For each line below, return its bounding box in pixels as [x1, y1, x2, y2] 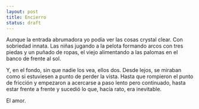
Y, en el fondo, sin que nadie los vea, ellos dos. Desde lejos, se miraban [6, 67, 182, 74]
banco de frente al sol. [6, 55, 61, 63]
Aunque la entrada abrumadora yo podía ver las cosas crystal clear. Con [6, 36, 183, 43]
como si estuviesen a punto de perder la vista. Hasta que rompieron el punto [6, 73, 194, 80]
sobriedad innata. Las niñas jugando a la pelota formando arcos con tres [6, 42, 184, 49]
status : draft [6, 20, 42, 26]
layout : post [6, 8, 39, 15]
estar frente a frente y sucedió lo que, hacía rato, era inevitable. [6, 86, 162, 93]
